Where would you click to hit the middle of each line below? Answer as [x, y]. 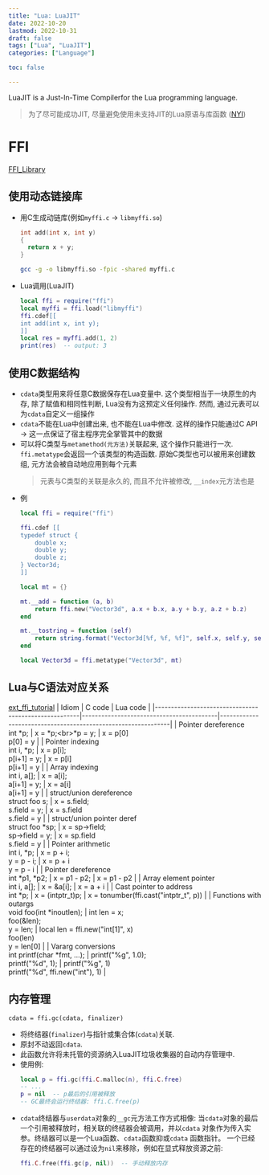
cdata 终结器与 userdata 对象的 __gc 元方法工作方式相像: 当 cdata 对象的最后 [139, 1118]
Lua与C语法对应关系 [59, 687]
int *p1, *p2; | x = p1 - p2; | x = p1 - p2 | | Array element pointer [112, 878]
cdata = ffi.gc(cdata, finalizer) [66, 1018]
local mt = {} [43, 587]
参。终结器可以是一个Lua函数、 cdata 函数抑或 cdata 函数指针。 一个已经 [137, 1138]
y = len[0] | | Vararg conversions [62, 946]
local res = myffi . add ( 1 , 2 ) [69, 338]
